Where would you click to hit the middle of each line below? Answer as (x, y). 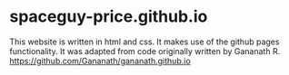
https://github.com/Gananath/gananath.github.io (100, 61)
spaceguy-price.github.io (109, 17)
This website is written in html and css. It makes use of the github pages (144, 42)
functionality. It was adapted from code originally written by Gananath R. (145, 51)
